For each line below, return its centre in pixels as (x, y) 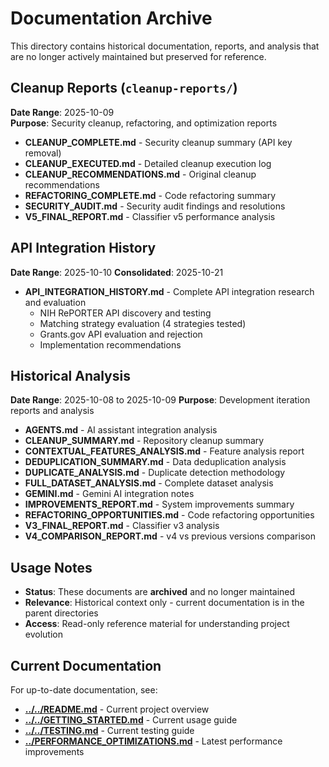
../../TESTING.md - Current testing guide (109, 730)
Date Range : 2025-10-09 (62, 112)
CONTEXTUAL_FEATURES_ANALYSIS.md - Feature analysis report (164, 451)
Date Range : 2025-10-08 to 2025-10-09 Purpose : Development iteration (160, 400)
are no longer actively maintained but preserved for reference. (138, 56)
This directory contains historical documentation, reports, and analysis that (165, 46)
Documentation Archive (111, 18)
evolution (43, 634)
